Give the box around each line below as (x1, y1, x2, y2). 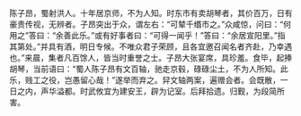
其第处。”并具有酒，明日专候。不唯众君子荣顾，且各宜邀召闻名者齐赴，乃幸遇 (9, 41, 293, 52)
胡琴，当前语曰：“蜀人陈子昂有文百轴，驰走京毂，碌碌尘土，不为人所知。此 (9, 63, 289, 74)
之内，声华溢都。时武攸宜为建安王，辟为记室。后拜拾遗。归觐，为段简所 (16, 86, 285, 96)
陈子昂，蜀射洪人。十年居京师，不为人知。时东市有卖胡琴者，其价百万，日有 (9, 8, 293, 18)
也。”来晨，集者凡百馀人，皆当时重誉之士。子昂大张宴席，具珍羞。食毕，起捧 (9, 53, 293, 62)
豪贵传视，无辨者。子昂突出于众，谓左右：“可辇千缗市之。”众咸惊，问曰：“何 (9, 19, 292, 29)
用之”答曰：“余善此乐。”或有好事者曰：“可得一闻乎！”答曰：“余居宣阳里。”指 (9, 30, 286, 40)
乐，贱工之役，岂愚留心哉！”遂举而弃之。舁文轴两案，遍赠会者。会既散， (9, 75, 281, 85)
